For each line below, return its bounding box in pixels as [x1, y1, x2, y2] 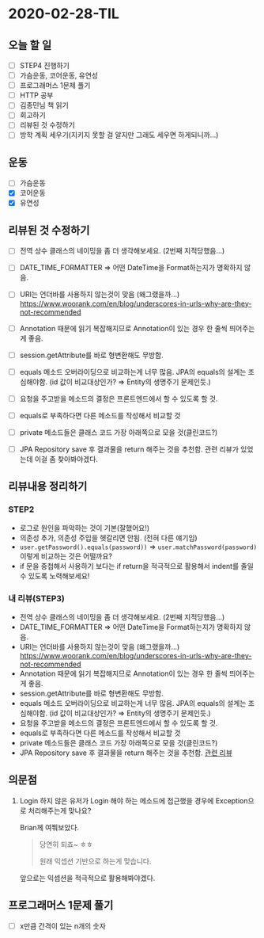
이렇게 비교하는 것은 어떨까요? [19, 551, 113, 561]
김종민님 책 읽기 [19, 101, 69, 110]
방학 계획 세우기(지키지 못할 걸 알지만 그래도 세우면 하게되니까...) [19, 130, 219, 139]
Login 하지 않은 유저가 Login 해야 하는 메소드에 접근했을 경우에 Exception [19, 795, 248, 805]
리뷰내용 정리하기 [8, 480, 88, 494]
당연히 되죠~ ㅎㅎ [39, 839, 93, 848]
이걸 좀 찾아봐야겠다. [34, 454, 99, 463]
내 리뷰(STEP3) [8, 593, 65, 604]
